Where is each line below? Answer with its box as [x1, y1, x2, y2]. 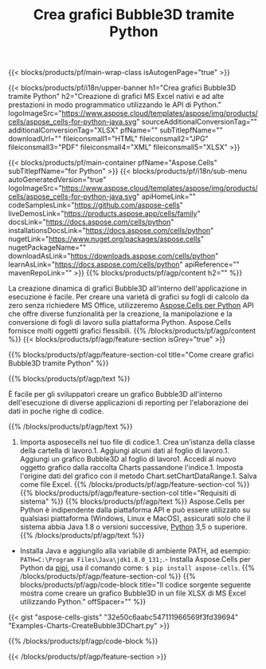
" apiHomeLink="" [136, 192, 197, 201]
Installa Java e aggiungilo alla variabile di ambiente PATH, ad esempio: [19, 546, 251, 556]
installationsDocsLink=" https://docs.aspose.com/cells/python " [8, 226, 214, 236]
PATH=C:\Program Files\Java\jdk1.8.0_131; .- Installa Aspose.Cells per [19, 555, 251, 564]
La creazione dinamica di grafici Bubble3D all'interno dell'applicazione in [8, 283, 248, 293]
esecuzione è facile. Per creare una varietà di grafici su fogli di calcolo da [8, 292, 249, 302]
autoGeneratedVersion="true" [8, 175, 107, 184]
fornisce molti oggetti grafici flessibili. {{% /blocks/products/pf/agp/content [8, 326, 256, 336]
